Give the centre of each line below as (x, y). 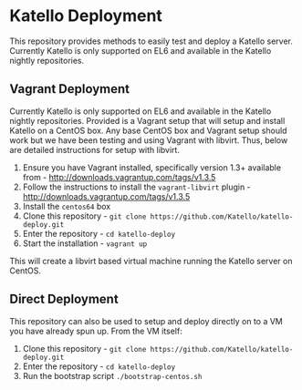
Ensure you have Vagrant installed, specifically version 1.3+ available (151, 167)
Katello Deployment (86, 16)
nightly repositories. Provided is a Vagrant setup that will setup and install (147, 120)
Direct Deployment (64, 299)
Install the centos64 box (67, 206)
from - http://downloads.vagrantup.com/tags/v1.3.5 (119, 177)
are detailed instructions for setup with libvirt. (95, 149)
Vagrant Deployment (70, 89)
